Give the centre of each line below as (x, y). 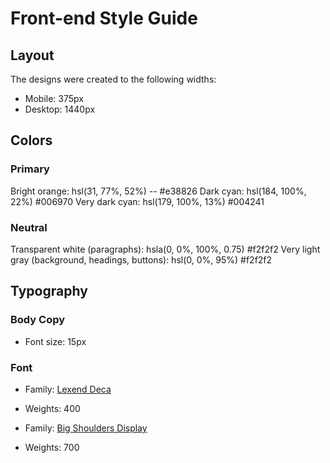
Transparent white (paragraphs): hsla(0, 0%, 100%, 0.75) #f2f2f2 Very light (165, 249)
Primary (30, 169)
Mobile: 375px (54, 98)
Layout (32, 55)
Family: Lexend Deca (68, 389)
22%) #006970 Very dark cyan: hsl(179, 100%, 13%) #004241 (137, 201)
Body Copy (38, 320)
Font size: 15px (55, 341)
